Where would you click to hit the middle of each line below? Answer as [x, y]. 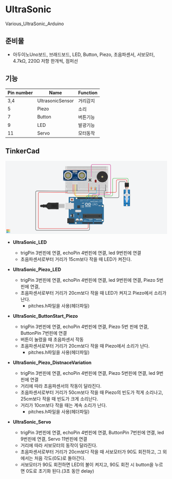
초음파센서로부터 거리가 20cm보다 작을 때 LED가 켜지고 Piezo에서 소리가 [93, 293]
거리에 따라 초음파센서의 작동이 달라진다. [61, 386]
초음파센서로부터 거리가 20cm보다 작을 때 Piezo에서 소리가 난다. [85, 346]
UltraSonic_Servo [32, 422]
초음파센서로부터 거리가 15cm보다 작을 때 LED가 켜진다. [76, 259]
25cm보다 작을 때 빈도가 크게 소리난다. [59, 399]
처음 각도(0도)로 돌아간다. [60, 458]
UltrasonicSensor [56, 101]
